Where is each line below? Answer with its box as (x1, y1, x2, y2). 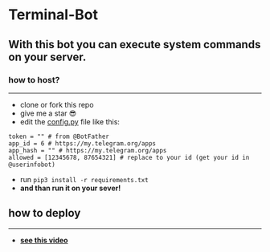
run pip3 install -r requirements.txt (19, 174, 149, 184)
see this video (19, 235, 68, 245)
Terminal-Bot (8, 6, 99, 24)
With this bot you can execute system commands (8, 38, 261, 51)
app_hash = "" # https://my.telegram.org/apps (8, 146, 167, 154)
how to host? (8, 74, 60, 85)
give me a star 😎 (19, 108, 77, 118)
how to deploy (8, 206, 81, 220)
